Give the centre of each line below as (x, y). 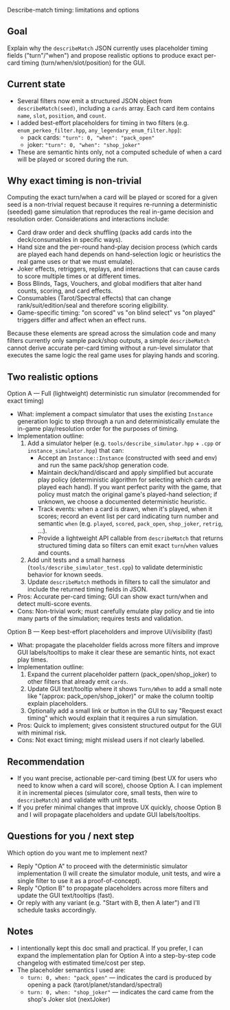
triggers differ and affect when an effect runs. (82, 320)
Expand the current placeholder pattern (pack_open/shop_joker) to (122, 674)
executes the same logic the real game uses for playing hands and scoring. (113, 355)
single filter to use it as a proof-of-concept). (79, 880)
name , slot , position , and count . (61, 115)
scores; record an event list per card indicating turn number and (128, 516)
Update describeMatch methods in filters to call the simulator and (119, 582)
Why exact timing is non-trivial (74, 181)
